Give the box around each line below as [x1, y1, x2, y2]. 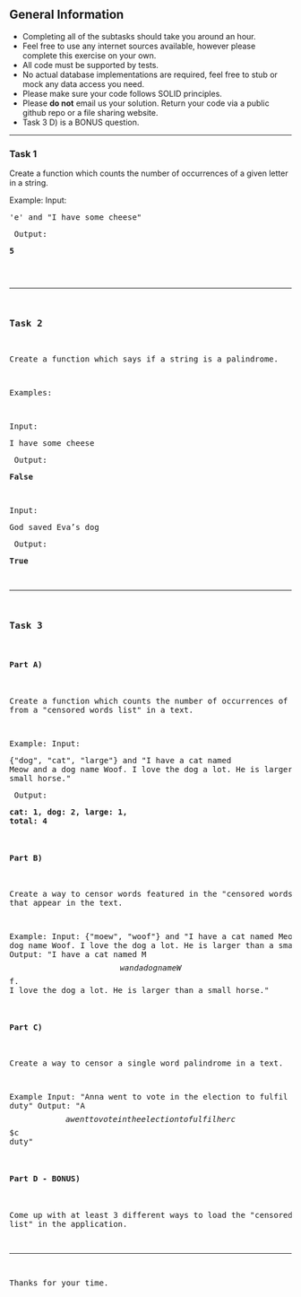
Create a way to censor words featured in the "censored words [9, 889, 293, 900]
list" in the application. [9, 1219, 128, 1229]
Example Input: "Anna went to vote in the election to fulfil [9, 1092, 288, 1102]
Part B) [9, 852, 43, 863]
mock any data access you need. [21, 78, 145, 89]
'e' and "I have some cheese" [9, 213, 142, 222]
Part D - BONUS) [9, 1173, 81, 1183]
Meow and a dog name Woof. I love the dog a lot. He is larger [9, 764, 293, 774]
